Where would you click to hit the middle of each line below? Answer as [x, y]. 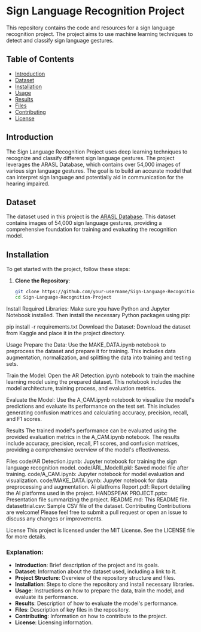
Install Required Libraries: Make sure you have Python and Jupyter [88, 309]
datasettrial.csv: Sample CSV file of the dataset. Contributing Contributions [99, 505]
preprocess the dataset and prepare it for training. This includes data [91, 351]
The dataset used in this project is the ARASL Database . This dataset [91, 216]
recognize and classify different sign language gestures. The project [90, 158]
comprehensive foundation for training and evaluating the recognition [92, 230]
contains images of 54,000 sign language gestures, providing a [84, 223]
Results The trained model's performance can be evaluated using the [92, 431]
